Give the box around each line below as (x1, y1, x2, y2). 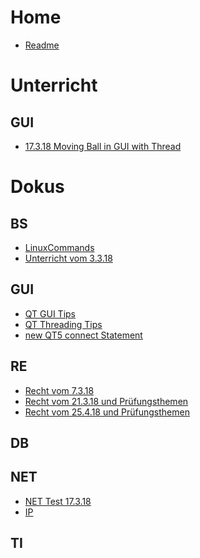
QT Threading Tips (24, 318, 103, 330)
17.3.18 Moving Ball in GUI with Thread (24, 140, 182, 152)
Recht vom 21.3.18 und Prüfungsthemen (24, 395, 189, 407)
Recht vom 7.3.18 (24, 384, 95, 396)
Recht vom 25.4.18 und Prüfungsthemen (24, 406, 190, 418)
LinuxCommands (24, 241, 95, 253)
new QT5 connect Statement (24, 329, 143, 341)
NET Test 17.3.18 (24, 495, 92, 507)
